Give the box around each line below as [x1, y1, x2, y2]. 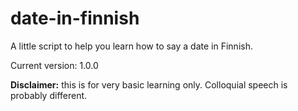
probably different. [10, 89, 88, 101]
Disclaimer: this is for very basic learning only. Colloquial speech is [10, 78, 288, 91]
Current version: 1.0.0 [10, 59, 99, 71]
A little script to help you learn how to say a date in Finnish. [10, 40, 253, 52]
